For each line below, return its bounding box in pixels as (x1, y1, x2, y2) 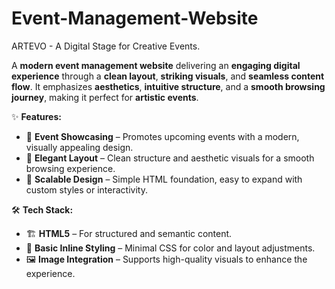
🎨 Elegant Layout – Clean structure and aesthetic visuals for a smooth (25, 152, 315, 164)
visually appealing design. (25, 141, 134, 153)
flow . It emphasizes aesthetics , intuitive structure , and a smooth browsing (11, 80, 326, 92)
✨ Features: (11, 110, 62, 122)
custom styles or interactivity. (25, 183, 148, 196)
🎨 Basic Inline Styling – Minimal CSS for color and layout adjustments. (25, 242, 316, 254)
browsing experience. (25, 162, 116, 174)
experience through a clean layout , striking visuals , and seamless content (11, 70, 325, 82)
